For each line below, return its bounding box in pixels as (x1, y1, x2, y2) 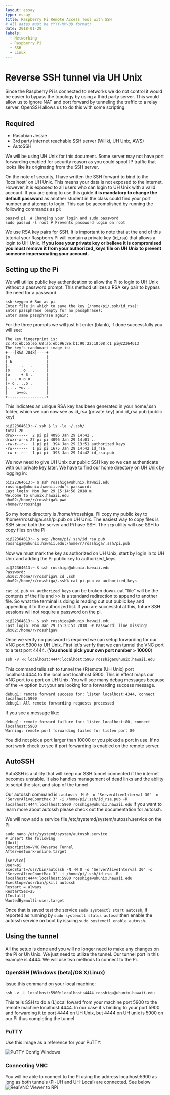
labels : (5, 31, 22, 36)
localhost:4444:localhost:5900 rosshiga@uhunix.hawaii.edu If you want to (5, 801, 162, 807)
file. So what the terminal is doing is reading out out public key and (5, 598, 144, 604)
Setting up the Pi (5, 265, 59, 274)
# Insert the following (5, 836, 56, 841)
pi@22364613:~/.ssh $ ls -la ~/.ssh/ (5, 424, 85, 429)
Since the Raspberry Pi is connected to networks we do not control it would (5, 88, 163, 94)
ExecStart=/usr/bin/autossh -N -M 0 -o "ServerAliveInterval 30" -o (5, 867, 153, 872)
